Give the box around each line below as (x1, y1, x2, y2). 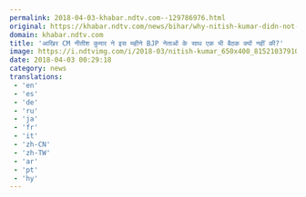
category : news (9, 64, 67, 74)
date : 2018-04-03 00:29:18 (9, 55, 112, 64)
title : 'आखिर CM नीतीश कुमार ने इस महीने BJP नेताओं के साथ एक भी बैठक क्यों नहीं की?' (9, 38, 284, 48)
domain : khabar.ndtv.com (9, 30, 104, 39)
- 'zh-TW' (13, 148, 51, 157)
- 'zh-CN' (13, 140, 51, 149)
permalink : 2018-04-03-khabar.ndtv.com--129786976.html (9, 13, 226, 23)
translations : (9, 73, 64, 82)
